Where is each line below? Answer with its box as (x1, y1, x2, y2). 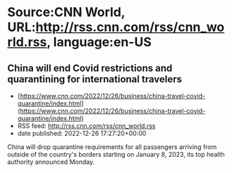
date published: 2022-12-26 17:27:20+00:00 (17, 129, 147, 137)
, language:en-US (47, 34, 152, 50)
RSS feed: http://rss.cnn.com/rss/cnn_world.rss (17, 122, 157, 130)
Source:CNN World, (7, 4, 126, 20)
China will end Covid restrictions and (7, 62, 173, 74)
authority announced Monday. (7, 158, 95, 166)
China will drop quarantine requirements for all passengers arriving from (7, 143, 217, 151)
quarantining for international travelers (7, 73, 182, 85)
